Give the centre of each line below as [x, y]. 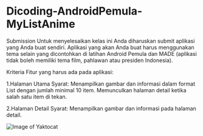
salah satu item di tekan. [37, 97]
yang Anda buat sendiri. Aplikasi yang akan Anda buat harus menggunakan [100, 47]
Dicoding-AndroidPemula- [74, 11]
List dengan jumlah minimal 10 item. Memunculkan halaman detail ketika [96, 90]
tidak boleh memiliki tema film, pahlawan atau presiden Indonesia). [90, 60]
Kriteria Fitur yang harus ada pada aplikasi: [60, 72]
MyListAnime [41, 24]
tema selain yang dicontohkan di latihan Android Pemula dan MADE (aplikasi [102, 53]
